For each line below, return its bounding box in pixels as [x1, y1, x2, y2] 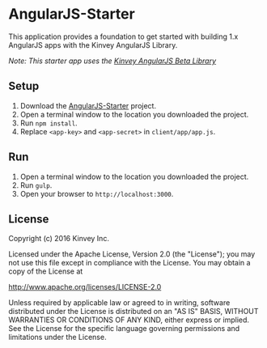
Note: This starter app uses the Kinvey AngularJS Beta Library [8, 56, 217, 66]
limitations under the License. [8, 333, 107, 342]
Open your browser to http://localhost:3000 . [19, 189, 174, 198]
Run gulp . [19, 180, 53, 190]
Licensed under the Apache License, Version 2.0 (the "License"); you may [8, 249, 256, 259]
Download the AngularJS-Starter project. [19, 100, 156, 110]
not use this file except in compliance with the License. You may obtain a [8, 258, 251, 268]
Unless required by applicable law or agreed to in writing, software [8, 298, 231, 308]
